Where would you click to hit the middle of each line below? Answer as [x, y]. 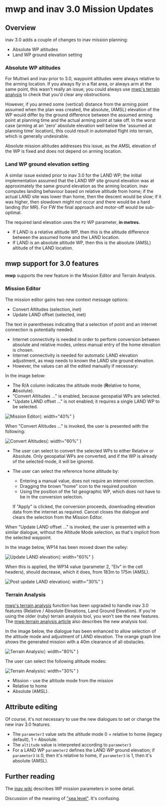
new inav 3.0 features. [28, 724]
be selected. [25, 406]
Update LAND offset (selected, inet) [49, 315]
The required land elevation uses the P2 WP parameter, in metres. [73, 222]
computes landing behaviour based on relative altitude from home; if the [79, 191]
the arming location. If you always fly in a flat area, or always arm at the [79, 84]
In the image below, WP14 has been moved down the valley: [67, 547]
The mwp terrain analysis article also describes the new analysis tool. [77, 621]
